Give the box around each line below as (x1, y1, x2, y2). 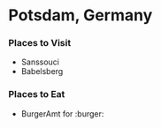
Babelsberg (20, 66, 64, 77)
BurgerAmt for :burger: (20, 108, 104, 119)
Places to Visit (8, 37, 72, 49)
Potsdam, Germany (8, 5, 153, 26)
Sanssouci (20, 56, 59, 67)
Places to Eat (8, 88, 65, 101)
